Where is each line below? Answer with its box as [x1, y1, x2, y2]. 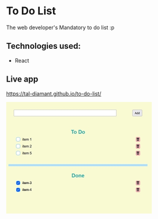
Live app [6, 74, 39, 85]
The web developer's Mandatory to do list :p [6, 24, 115, 31]
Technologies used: [6, 41, 81, 51]
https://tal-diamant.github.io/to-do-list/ [6, 90, 102, 97]
